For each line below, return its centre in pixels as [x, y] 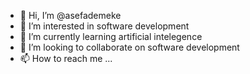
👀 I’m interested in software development [104, 26]
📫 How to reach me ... [66, 58]
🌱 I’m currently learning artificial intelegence [111, 36]
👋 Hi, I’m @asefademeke [70, 15]
